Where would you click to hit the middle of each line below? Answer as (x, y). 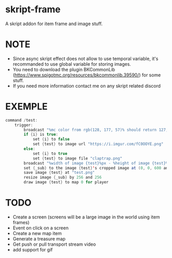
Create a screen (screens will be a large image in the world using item (86, 217)
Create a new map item (37, 233)
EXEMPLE (26, 107)
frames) (21, 222)
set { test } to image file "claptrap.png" (78, 158)
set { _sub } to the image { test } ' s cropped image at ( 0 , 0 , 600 (93, 168)
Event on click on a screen (41, 228)
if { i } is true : (41, 134)
